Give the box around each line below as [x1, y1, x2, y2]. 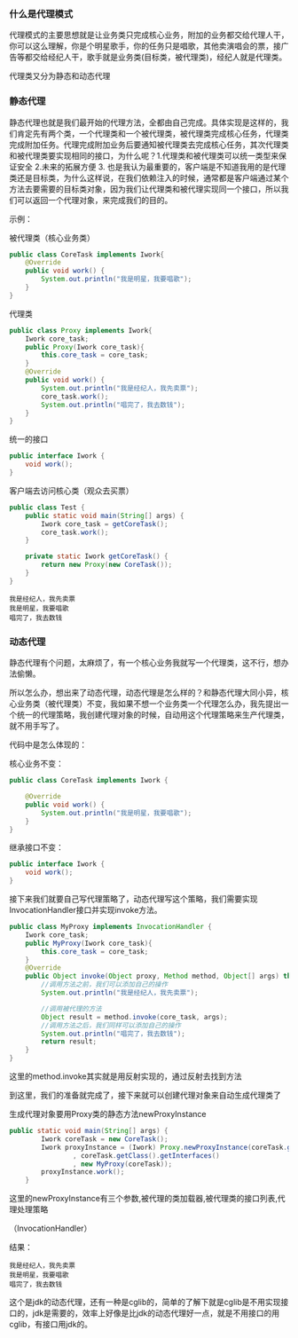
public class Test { [9, 503, 86, 512]
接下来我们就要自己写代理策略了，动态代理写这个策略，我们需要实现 [9, 893, 258, 904]
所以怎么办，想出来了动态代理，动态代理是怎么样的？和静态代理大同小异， [9, 688, 281, 698]
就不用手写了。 [9, 720, 64, 731]
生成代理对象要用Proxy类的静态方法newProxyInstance [9, 1109, 207, 1120]
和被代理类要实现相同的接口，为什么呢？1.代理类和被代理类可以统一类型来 [9, 150, 279, 161]
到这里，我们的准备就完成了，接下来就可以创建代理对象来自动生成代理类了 [9, 1090, 281, 1101]
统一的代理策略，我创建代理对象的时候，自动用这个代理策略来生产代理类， [16, 710, 289, 720]
